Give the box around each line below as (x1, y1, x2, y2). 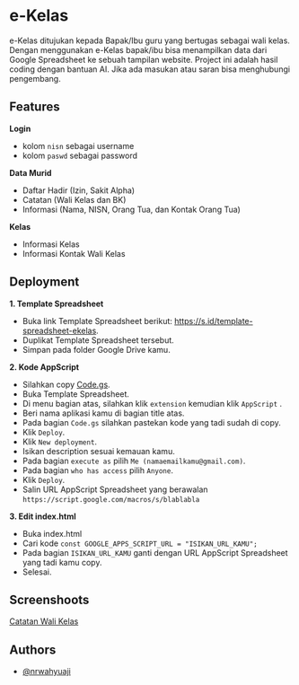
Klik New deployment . (22, 436, 97, 447)
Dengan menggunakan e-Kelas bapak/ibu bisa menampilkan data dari (9, 44, 268, 55)
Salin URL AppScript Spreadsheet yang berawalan (22, 484, 208, 495)
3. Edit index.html (9, 511, 76, 522)
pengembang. (9, 73, 61, 83)
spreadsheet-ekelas (22, 325, 97, 336)
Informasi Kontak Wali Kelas (22, 248, 126, 259)
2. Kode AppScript (9, 361, 79, 373)
